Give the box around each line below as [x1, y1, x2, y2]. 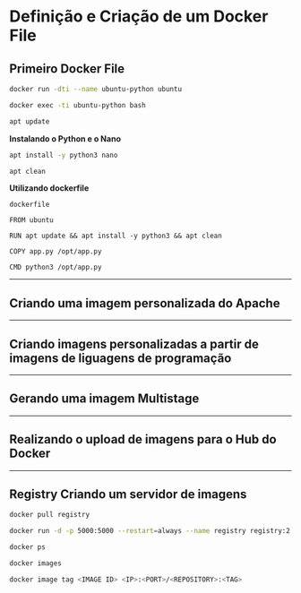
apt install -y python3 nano [9, 150, 118, 159]
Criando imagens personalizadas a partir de [9, 336, 260, 351]
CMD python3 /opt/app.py [9, 262, 102, 272]
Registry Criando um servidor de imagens [9, 486, 247, 503]
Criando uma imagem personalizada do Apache [9, 296, 280, 311]
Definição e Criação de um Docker [9, 6, 269, 27]
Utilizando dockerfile [9, 183, 90, 193]
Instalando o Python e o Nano [9, 133, 121, 144]
